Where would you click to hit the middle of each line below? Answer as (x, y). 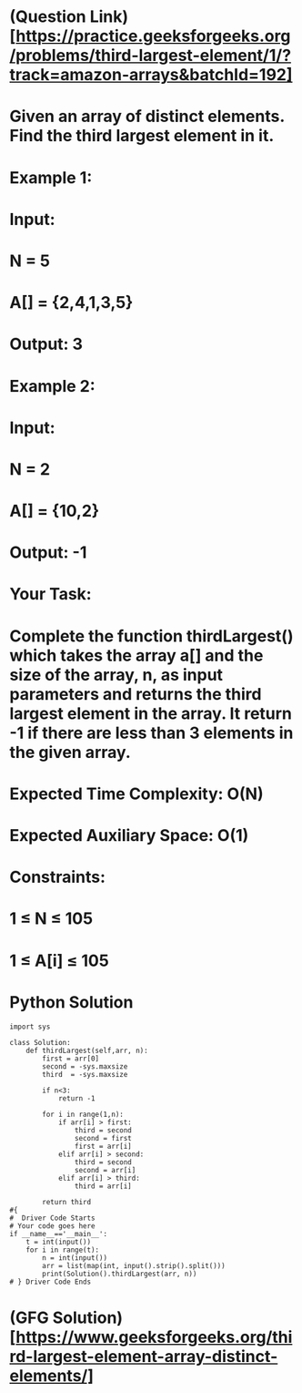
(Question (48, 17)
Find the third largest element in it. (142, 136)
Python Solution (71, 1002)
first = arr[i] (103, 1146)
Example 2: (52, 386)
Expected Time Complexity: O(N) (136, 794)
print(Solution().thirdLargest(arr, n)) (120, 1274)
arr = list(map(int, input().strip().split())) (134, 1265)
